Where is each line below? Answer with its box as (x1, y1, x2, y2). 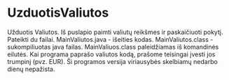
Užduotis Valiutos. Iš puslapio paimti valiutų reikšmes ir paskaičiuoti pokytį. (7, 28, 223, 36)
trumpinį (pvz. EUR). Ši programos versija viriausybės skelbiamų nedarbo (7, 57, 218, 65)
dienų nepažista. (7, 65, 55, 73)
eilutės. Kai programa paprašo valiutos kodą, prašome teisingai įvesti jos (7, 50, 216, 58)
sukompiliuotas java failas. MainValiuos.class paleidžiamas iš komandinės (7, 42, 219, 51)
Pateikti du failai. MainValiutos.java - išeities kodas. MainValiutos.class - (7, 35, 214, 43)
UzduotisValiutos (7, 5, 109, 21)
